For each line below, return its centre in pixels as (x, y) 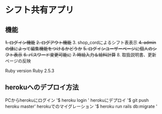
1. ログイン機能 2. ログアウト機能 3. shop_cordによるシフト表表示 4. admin (81, 43)
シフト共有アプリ (40, 10)
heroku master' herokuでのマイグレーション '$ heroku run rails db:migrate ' (81, 106)
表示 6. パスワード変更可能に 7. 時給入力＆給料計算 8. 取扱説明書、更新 (85, 55)
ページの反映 (18, 61)
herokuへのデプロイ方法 (42, 87)
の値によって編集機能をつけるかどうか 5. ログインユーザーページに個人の (79, 49)
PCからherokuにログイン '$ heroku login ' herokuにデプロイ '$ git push (77, 100)
